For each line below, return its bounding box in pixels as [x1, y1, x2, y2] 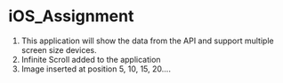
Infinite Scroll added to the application [20, 54, 161, 64]
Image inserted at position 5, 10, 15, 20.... [20, 64, 171, 74]
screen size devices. [20, 44, 97, 55]
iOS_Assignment [8, 6, 134, 26]
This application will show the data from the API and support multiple [20, 35, 274, 46]
